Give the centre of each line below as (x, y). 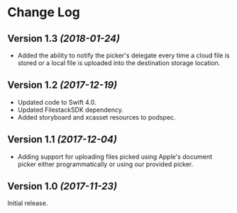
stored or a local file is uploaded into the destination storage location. (119, 63)
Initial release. (28, 203)
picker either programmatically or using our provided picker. (105, 164)
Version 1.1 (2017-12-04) (62, 140)
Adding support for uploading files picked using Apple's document (115, 156)
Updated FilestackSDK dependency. (71, 110)
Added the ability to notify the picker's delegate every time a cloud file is (123, 55)
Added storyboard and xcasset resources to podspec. (97, 117)
